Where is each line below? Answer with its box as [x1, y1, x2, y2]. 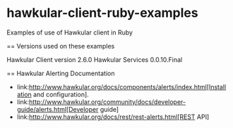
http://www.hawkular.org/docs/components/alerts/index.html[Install [28, 82, 227, 91]
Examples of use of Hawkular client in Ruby [6, 28, 133, 37]
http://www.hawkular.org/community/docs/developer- [28, 97, 186, 106]
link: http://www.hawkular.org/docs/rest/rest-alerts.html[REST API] [16, 113, 210, 121]
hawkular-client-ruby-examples [6, 5, 198, 21]
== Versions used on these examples [6, 41, 115, 50]
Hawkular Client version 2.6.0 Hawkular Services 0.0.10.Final [6, 55, 183, 64]
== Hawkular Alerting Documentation [6, 69, 115, 77]
